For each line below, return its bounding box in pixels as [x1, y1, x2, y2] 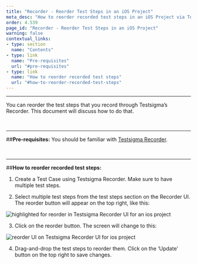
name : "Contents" [11, 47, 54, 53]
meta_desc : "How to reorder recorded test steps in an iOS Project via [6, 14, 185, 20]
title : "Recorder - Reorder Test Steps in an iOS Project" [6, 8, 154, 15]
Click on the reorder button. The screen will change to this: [14, 222, 157, 229]
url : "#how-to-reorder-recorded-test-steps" [11, 80, 122, 86]
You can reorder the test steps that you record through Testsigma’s [6, 101, 168, 108]
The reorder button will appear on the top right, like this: [14, 199, 150, 206]
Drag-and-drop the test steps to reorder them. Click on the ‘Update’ [14, 245, 178, 252]
